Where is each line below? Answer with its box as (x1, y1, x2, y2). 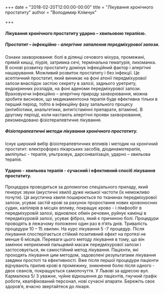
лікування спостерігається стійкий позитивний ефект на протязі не (5, 231, 146, 237)
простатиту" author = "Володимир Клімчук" (5, 9, 97, 15)
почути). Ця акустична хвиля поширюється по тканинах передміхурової (5, 194, 157, 200)
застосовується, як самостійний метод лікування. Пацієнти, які (5, 247, 139, 253)
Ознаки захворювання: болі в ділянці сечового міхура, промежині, (5, 54, 146, 60)
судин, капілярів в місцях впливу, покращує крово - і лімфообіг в (5, 205, 142, 211)
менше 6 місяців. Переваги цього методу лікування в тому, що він (5, 236, 145, 242)
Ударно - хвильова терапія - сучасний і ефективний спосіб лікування (5, 168, 156, 174)
